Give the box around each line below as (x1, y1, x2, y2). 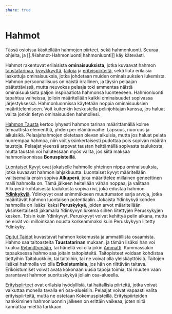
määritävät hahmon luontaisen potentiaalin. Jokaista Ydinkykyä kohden (5, 196, 156, 203)
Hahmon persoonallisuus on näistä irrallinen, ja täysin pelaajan (5, 78, 137, 85)
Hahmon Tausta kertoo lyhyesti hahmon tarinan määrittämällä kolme (5, 121, 149, 127)
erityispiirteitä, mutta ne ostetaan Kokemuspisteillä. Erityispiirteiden (5, 292, 147, 299)
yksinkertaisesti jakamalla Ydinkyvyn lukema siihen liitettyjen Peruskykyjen (5, 207, 163, 213)
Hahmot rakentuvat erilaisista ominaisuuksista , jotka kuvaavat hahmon (5, 62, 156, 68)
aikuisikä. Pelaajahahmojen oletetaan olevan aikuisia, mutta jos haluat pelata (5, 132, 166, 138)
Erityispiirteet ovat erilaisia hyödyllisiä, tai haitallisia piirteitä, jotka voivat (5, 282, 158, 288)
